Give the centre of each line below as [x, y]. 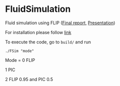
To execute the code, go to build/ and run [48, 42]
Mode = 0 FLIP [20, 60]
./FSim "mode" [20, 51]
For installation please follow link [38, 32]
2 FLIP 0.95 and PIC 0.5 [29, 79]
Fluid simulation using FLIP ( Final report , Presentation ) [60, 23]
